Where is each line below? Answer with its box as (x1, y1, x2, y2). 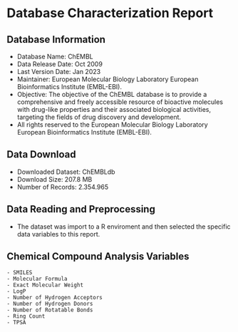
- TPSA (6, 319, 26, 326)
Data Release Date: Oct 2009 (16, 60, 103, 68)
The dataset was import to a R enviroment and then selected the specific (16, 222, 231, 231)
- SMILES (6, 269, 33, 276)
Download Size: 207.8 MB (16, 175, 93, 183)
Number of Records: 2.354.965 (16, 182, 108, 191)
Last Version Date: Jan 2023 (16, 68, 101, 76)
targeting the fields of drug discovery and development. (16, 113, 182, 121)
